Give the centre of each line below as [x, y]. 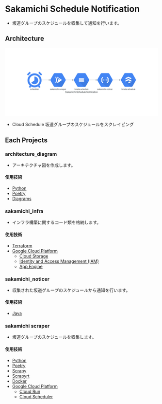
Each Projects [26, 140]
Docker [19, 381]
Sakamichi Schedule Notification [73, 9]
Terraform [22, 246]
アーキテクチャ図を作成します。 [44, 165]
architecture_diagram [31, 154]
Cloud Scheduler [36, 396]
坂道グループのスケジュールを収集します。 [54, 337]
